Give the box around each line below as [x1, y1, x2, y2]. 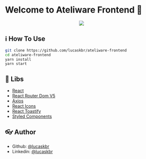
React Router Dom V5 [12, 93, 56, 99]
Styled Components [12, 113, 52, 119]
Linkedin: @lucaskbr [12, 148, 53, 154]
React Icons [12, 103, 36, 109]
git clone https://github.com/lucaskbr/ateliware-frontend [5, 48, 127, 53]
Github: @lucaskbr [12, 143, 49, 149]
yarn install [5, 57, 32, 62]
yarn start [5, 62, 27, 66]
